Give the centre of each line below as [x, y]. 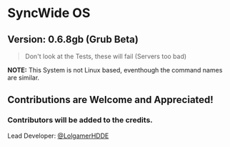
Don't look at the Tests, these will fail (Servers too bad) [106, 56]
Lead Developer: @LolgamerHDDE [58, 136]
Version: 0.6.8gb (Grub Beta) [73, 39]
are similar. [24, 77]
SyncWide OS [49, 13]
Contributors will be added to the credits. [80, 120]
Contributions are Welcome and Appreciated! [111, 100]
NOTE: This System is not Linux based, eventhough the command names [115, 70]
